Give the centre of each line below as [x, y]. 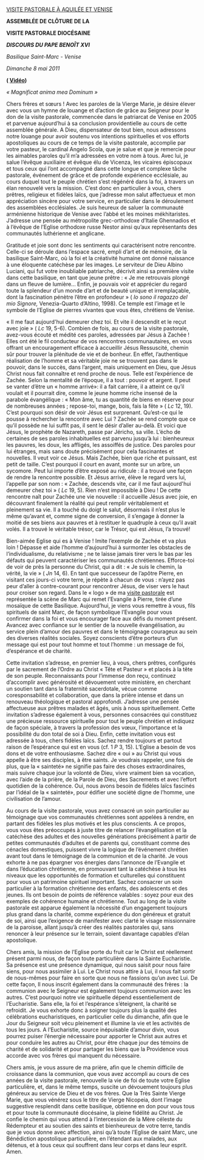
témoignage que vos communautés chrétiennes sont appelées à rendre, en [100, 817]
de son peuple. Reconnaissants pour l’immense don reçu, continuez [91, 676]
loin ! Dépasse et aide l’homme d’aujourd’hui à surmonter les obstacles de [99, 547]
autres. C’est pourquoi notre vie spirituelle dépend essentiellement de [93, 997]
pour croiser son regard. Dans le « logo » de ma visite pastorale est [90, 592]
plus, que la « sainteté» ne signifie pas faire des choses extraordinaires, [96, 766]
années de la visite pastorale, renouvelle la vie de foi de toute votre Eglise [98, 1080]
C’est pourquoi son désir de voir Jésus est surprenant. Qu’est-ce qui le [95, 412]
